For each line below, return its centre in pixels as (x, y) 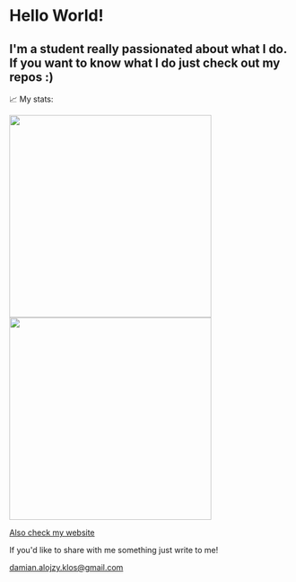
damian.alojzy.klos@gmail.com (66, 567)
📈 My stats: (31, 99)
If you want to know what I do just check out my (145, 63)
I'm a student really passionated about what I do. (148, 49)
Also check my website (52, 533)
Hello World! (57, 16)
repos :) (31, 77)
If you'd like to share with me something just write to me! (114, 550)
